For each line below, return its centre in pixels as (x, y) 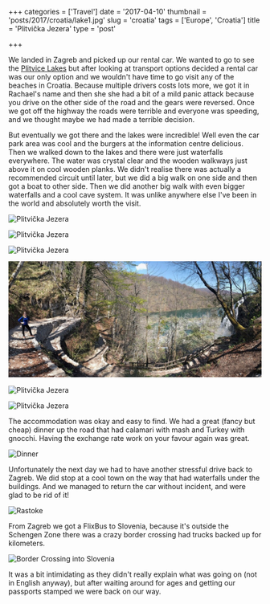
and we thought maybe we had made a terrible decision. (102, 119)
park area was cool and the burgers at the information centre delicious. (126, 143)
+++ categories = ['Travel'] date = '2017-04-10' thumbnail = (108, 12)
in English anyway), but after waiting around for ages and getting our (122, 582)
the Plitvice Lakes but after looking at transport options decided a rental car (133, 68)
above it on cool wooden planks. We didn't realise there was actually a (125, 169)
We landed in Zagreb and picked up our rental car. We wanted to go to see (131, 60)
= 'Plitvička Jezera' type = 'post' (62, 29)
